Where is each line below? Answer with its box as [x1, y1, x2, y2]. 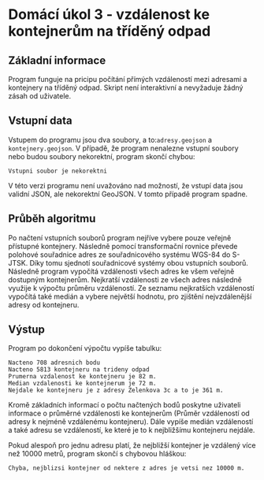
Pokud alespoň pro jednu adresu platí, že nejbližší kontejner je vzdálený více [8, 441, 256, 450]
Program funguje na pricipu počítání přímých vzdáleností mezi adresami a [8, 75, 247, 84]
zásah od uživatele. [8, 91, 72, 100]
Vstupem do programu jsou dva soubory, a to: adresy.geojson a [8, 135, 213, 144]
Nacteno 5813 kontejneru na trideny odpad [8, 366, 150, 374]
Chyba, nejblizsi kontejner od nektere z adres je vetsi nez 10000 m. [8, 464, 245, 472]
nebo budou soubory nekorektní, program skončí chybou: [8, 151, 195, 161]
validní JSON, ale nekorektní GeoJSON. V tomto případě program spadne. [8, 189, 248, 199]
